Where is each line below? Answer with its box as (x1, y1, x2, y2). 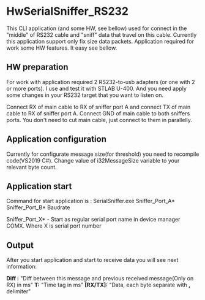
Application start (6, 181, 72, 191)
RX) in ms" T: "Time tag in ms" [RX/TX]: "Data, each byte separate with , (6, 281, 191, 289)
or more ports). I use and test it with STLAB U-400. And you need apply (6, 85, 187, 92)
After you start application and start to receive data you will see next (6, 256, 179, 264)
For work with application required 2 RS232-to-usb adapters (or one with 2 (6, 78, 195, 85)
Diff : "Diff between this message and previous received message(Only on (6, 275, 194, 282)
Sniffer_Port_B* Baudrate (6, 204, 70, 211)
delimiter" (6, 288, 31, 295)
